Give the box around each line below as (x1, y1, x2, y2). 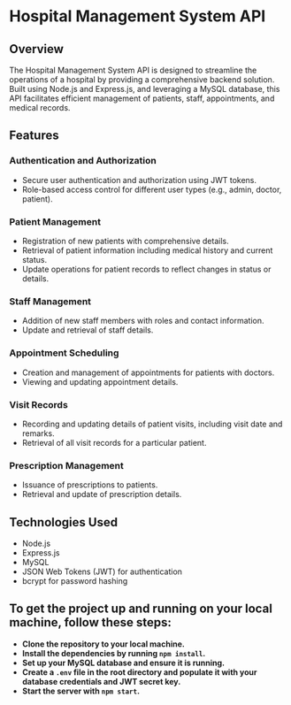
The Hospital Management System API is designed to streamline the (9, 65, 257, 75)
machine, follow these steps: (9, 615, 172, 630)
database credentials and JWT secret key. (21, 676, 181, 686)
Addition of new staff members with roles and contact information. (21, 316, 264, 326)
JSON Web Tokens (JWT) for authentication (21, 566, 183, 577)
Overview (9, 42, 65, 57)
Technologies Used (9, 515, 118, 530)
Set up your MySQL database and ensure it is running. (21, 657, 226, 668)
